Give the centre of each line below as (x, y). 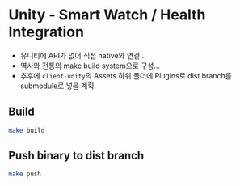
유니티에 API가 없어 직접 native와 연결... (83, 55)
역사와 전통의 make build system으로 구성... (90, 66)
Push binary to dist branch (76, 156)
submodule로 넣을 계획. (58, 86)
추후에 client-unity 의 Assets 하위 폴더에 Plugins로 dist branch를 (126, 75)
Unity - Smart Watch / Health (107, 15)
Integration (46, 32)
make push (25, 174)
